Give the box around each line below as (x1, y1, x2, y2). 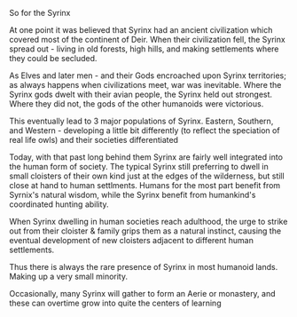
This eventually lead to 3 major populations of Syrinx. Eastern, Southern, (9, 115, 274, 126)
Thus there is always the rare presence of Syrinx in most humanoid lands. (9, 262, 278, 272)
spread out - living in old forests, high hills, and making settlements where (9, 44, 279, 54)
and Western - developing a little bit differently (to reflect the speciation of (9, 125, 281, 136)
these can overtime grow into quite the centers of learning (9, 297, 222, 308)
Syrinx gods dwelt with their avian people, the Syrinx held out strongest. (9, 89, 273, 99)
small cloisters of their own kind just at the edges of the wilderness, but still (9, 170, 285, 181)
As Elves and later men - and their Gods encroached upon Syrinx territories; (9, 70, 286, 81)
